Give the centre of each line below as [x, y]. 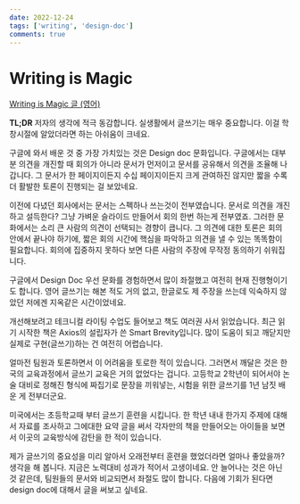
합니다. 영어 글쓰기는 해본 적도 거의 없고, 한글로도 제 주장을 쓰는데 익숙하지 [148, 292]
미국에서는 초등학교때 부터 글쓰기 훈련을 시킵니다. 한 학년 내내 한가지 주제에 [140, 415]
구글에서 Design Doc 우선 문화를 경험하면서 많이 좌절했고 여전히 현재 [129, 280]
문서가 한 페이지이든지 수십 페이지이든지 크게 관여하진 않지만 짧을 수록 [166, 176]
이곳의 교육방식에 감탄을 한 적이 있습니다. [90, 437]
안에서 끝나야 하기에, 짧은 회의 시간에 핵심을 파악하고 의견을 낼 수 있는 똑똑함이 [146, 239]
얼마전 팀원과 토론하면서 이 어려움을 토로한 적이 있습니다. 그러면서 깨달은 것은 [144, 363]
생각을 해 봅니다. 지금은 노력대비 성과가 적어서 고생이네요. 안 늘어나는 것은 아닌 [146, 467]
